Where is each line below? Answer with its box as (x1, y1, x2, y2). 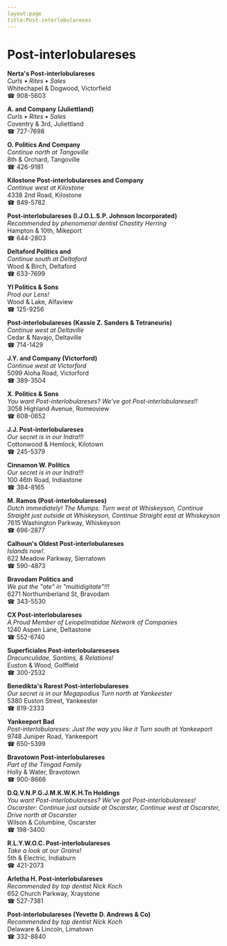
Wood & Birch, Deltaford (7, 262, 76, 271)
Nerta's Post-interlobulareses (7, 69, 95, 78)
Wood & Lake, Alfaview (7, 298, 73, 306)
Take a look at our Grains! (7, 847, 82, 855)
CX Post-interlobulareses (7, 611, 82, 619)
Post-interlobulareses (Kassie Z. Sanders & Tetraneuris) (7, 319, 172, 327)
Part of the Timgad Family (7, 761, 82, 769)
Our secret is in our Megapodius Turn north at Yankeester (7, 689, 173, 698)
